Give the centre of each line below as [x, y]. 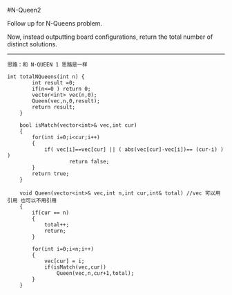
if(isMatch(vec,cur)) [75, 267]
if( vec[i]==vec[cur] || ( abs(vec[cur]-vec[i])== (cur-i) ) [134, 150]
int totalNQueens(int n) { [46, 77]
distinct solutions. [32, 44]
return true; [51, 174]
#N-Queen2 [24, 10]
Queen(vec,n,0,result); [66, 101]
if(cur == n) [51, 213]
